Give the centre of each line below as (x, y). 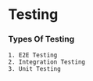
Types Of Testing (41, 39)
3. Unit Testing (34, 69)
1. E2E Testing (33, 55)
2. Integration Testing (47, 62)
